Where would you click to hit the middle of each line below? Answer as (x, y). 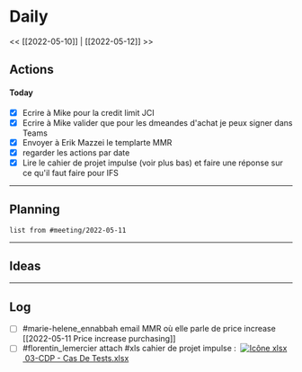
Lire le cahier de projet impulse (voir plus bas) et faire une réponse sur (152, 163)
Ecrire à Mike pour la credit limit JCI (88, 112)
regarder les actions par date (76, 152)
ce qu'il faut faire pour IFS (71, 173)
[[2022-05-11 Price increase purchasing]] (99, 339)
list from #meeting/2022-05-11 (68, 230)
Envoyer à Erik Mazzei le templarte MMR (97, 142)
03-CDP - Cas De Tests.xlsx (77, 359)
